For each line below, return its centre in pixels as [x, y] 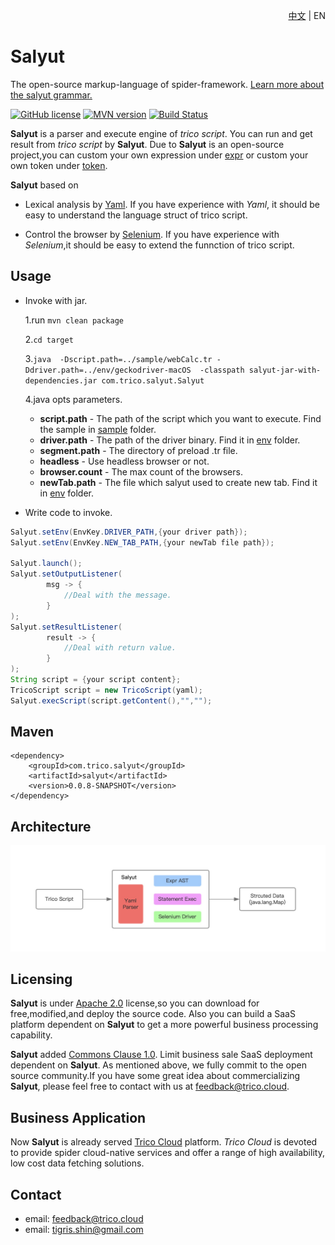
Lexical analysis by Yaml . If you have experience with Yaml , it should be [172, 204]
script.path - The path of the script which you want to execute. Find [180, 418]
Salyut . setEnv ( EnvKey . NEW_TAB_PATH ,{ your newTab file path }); [142, 542]
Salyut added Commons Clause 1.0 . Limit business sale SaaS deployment [161, 1055]
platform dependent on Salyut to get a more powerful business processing [164, 1025]
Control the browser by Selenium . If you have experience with [152, 234]
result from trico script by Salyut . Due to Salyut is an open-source [147, 144]
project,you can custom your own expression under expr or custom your [159, 155]
